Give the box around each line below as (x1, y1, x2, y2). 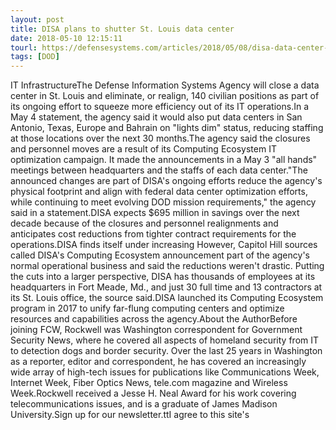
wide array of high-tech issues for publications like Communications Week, (10, 366, 320, 378)
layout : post (10, 14, 65, 25)
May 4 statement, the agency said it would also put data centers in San (10, 111, 303, 123)
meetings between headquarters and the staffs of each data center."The (10, 164, 308, 176)
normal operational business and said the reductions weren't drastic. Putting (10, 260, 325, 272)
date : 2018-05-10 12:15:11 (10, 33, 123, 43)
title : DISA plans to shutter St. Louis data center (10, 24, 235, 34)
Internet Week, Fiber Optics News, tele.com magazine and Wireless (10, 377, 288, 389)
